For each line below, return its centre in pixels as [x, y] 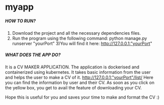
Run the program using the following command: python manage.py [80, 39]
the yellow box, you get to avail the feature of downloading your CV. [73, 88]
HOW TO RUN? [20, 21]
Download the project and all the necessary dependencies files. [76, 33]
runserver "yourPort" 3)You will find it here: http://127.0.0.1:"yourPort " [82, 43]
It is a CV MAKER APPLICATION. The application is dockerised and [72, 67]
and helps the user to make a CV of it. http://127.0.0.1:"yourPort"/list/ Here [79, 78]
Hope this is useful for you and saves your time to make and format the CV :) [82, 97]
